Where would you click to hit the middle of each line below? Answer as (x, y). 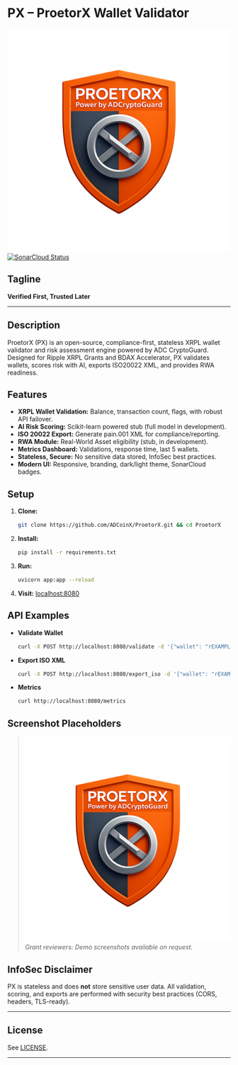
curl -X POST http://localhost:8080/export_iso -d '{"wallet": (113, 674)
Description (34, 325)
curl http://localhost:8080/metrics (72, 701)
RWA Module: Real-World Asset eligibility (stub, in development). (113, 442)
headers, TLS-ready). (39, 1002)
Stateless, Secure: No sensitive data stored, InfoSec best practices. (117, 457)
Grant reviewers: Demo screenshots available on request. (109, 947)
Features (27, 394)
